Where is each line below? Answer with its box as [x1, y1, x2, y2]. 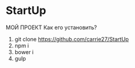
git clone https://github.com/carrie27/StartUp [14, 35, 129, 42]
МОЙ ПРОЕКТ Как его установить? [5, 24, 97, 31]
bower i [14, 48, 34, 55]
